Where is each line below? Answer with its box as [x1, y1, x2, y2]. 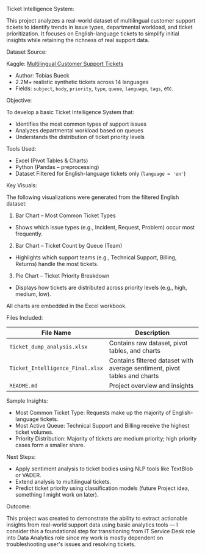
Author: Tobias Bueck [15, 72, 70, 79]
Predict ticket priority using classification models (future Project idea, [15, 484, 190, 492]
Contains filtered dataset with [109, 356, 194, 365]
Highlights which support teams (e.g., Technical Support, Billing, [15, 254, 177, 261]
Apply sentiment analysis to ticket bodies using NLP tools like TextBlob [15, 465, 193, 472]
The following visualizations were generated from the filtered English [6, 193, 179, 201]
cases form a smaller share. [15, 442, 85, 448]
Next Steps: [6, 453, 36, 460]
